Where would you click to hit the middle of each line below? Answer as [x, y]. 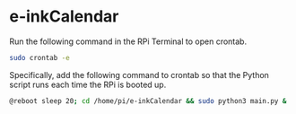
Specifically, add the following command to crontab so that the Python [139, 75]
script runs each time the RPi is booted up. [88, 84]
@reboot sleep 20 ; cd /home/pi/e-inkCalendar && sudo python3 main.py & [148, 101]
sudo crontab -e [39, 57]
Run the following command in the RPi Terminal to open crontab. [128, 41]
